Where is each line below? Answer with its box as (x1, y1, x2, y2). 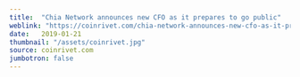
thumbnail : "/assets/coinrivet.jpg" (9, 37, 146, 47)
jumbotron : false (9, 54, 74, 63)
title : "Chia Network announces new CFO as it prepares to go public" (9, 12, 281, 22)
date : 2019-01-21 (9, 29, 82, 38)
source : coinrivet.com (9, 46, 94, 55)
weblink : (9, 21, 42, 30)
